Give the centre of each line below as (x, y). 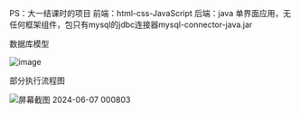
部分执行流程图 (37, 80)
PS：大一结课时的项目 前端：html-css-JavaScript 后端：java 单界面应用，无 (150, 13)
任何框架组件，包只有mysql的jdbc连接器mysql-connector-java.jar (131, 24)
